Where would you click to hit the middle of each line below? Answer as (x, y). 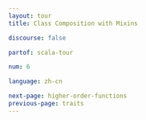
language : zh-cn (35, 81)
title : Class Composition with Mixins (73, 23)
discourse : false (37, 38)
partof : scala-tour (41, 52)
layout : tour (30, 16)
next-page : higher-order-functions (68, 96)
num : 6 (19, 67)
